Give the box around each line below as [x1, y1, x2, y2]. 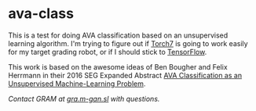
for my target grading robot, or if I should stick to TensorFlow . [8, 47, 207, 56]
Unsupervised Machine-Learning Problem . [8, 79, 146, 88]
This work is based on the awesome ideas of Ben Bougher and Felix [8, 62, 228, 71]
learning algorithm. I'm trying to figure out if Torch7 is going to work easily [8, 38, 249, 48]
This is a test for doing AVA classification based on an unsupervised [8, 30, 229, 40]
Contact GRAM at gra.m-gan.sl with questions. [8, 94, 160, 103]
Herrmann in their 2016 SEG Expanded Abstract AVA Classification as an [8, 70, 242, 80]
